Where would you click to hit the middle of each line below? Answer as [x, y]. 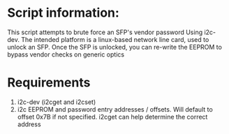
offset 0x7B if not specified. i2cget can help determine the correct [112, 117]
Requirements [49, 83]
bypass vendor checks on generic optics [66, 54]
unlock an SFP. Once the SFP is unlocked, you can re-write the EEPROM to [114, 47]
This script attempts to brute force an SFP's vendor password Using [105, 32]
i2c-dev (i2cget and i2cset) [57, 102]
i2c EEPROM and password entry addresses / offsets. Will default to [115, 109]
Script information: [64, 13]
